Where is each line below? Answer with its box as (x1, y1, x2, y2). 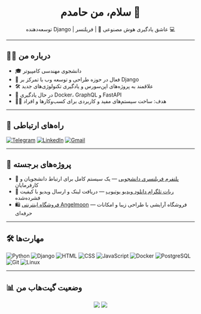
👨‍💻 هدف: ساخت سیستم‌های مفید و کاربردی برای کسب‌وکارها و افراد (14, 97, 166, 104)
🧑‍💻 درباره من (6, 51, 51, 61)
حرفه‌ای (14, 210, 33, 217)
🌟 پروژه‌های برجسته (6, 159, 72, 170)
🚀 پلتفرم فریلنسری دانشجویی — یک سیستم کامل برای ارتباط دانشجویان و (14, 175, 179, 182)
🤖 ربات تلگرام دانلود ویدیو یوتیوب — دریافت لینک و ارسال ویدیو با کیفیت (14, 188, 174, 195)
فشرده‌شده (14, 194, 41, 201)
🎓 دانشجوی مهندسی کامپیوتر (14, 67, 82, 74)
